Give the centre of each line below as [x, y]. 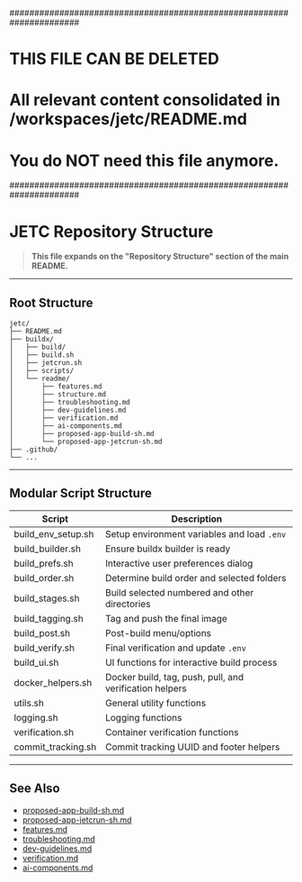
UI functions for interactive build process [191, 662]
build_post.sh [42, 632]
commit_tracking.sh [55, 747]
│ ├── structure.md [58, 395]
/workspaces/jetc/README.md [128, 119]
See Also [35, 789]
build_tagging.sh [49, 618]
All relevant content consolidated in [145, 100]
